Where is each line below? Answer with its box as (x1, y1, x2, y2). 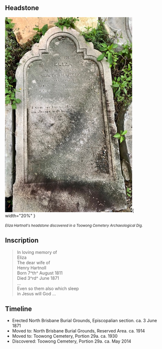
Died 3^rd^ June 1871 (16, 275, 59, 281)
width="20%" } (5, 213, 35, 218)
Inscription (5, 236, 39, 245)
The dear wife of (16, 259, 50, 265)
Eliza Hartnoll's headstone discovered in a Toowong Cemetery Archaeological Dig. (5, 223, 143, 228)
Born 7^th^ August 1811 (16, 270, 63, 276)
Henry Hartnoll (16, 265, 47, 271)
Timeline (5, 305, 32, 313)
